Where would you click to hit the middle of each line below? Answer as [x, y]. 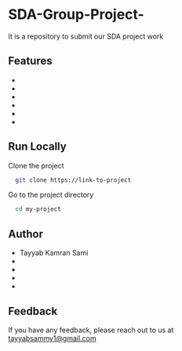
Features [30, 61]
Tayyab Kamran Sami [54, 253]
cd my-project [38, 209]
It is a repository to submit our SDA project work [86, 36]
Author [25, 234]
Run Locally [37, 147]
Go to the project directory [51, 195]
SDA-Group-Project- [76, 15]
